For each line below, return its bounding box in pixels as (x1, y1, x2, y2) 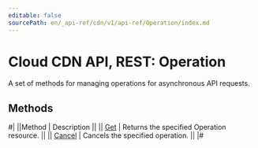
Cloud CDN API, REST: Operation (8, 53, 226, 71)
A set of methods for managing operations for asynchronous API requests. (8, 79, 250, 88)
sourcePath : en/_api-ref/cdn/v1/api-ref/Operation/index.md (8, 19, 211, 27)
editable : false (8, 11, 62, 20)
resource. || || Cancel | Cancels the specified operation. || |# (8, 131, 204, 140)
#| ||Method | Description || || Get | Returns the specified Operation (8, 123, 226, 132)
